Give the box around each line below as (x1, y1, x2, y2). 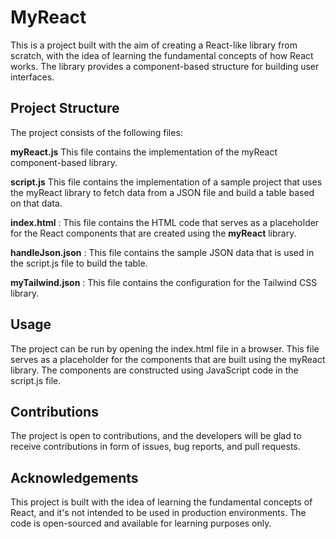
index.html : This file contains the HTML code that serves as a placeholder (10, 216, 320, 228)
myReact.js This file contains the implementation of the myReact (10, 146, 278, 158)
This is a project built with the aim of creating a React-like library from (10, 39, 298, 51)
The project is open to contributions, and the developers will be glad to (10, 430, 302, 442)
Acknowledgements (10, 469, 139, 486)
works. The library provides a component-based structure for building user (10, 60, 320, 72)
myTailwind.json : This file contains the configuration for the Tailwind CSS (10, 276, 318, 288)
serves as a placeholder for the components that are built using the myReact (10, 353, 326, 365)
